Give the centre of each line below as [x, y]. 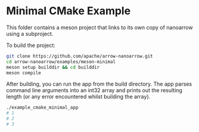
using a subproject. [30, 33]
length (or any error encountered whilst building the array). [78, 97]
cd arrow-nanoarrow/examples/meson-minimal [61, 62]
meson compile [24, 73]
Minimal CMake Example [69, 11]
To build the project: [31, 45]
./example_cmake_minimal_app [42, 108]
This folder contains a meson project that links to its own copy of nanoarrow [99, 27]
